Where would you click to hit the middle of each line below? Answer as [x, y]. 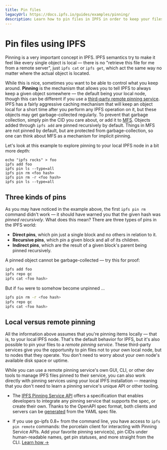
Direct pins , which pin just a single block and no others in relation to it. [84, 235]
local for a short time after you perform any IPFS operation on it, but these [81, 110]
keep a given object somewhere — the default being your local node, [76, 94]
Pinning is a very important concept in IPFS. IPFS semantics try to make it [80, 57]
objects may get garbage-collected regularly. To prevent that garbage [77, 115]
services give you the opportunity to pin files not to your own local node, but [83, 350]
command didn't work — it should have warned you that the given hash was [83, 214]
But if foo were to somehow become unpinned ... [55, 288]
